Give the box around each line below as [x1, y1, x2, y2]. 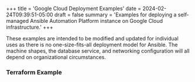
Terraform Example [6, 68, 63, 76]
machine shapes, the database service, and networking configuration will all [6, 47, 190, 54]
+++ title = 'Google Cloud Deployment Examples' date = [6, 5, 142, 12]
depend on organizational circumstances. [6, 54, 107, 60]
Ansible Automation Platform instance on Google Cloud [30, 18, 163, 24]
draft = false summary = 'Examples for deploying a [54, 11, 177, 18]
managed [6, 18, 29, 24]
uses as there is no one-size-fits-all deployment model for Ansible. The [6, 41, 178, 48]
